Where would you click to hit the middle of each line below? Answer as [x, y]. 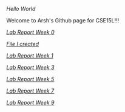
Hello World [21, 9]
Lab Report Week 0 [30, 32]
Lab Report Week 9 [30, 103]
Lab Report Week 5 [30, 79]
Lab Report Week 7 [30, 91]
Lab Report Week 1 [30, 56]
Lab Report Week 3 [30, 67]
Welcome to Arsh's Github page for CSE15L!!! [63, 20]
